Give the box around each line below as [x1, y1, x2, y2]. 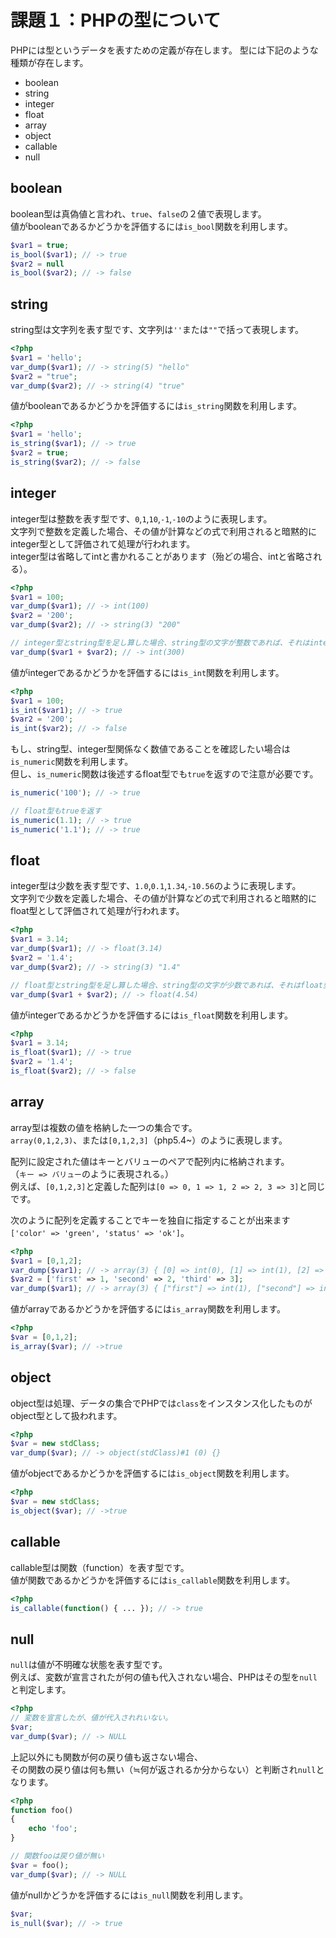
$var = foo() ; [10, 1860, 70, 1870]
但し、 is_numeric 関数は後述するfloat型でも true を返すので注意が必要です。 [10, 768, 319, 780]
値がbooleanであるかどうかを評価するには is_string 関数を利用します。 [10, 400, 303, 412]
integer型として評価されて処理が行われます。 [10, 537, 196, 550]
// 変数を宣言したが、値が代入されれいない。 [10, 1713, 173, 1723]
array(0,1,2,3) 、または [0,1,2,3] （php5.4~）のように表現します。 [10, 1134, 288, 1146]
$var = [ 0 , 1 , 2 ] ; [10, 1332, 78, 1342]
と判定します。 [10, 1684, 72, 1696]
